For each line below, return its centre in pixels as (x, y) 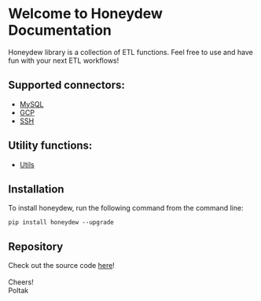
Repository (36, 246)
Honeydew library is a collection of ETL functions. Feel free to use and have (130, 52)
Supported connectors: (67, 85)
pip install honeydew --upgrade (61, 222)
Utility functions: (50, 146)
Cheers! (21, 282)
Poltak (18, 291)
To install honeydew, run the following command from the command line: (126, 208)
